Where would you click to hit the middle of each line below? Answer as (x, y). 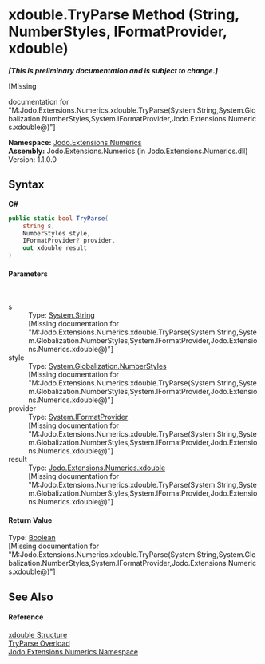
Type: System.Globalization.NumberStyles (97, 366)
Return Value (30, 520)
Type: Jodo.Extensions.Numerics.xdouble (97, 468)
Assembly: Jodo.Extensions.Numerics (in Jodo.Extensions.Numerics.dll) (128, 151)
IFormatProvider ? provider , (69, 241)
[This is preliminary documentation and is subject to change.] (113, 70)
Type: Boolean (32, 538)
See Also (31, 597)
